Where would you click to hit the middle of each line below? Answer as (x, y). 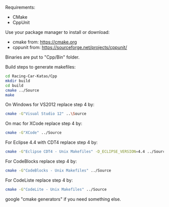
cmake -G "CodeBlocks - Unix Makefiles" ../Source (58, 171)
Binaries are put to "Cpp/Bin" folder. (43, 57)
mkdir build (18, 81)
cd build (14, 85)
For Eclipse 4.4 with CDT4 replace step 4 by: (52, 142)
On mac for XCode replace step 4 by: (44, 124)
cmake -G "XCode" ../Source (33, 133)
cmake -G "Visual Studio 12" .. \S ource (46, 114)
